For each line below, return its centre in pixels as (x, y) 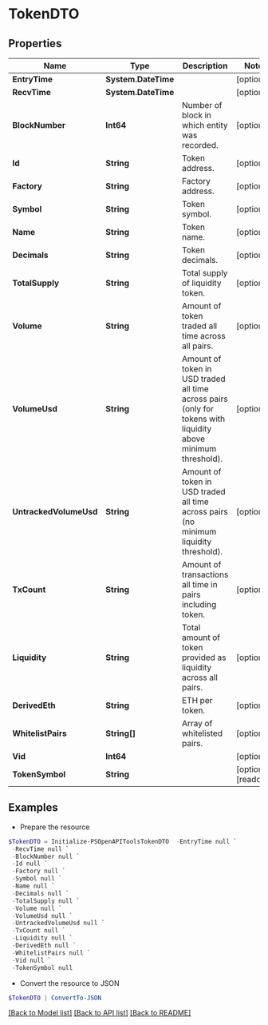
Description (205, 66)
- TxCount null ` (39, 931)
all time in (200, 584)
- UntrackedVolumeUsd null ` (58, 924)
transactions (205, 574)
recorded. (201, 145)
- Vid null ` (32, 960)
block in (197, 115)
